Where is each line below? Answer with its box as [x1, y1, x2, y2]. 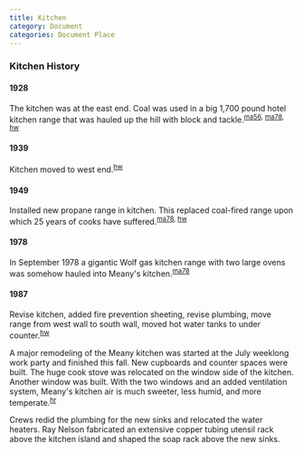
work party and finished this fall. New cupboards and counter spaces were [9, 357, 288, 368]
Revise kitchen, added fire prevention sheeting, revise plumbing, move [9, 309, 272, 320]
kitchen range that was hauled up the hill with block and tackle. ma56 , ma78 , [9, 112, 285, 125]
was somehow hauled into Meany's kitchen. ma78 [9, 266, 190, 279]
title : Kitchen [9, 13, 67, 23]
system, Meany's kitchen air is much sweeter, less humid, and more [9, 386, 262, 397]
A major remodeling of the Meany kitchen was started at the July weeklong [9, 347, 289, 358]
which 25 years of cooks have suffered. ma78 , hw [9, 215, 187, 226]
